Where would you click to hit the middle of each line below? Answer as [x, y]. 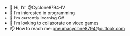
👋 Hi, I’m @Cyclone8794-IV [37, 8]
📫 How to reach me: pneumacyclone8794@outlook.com [67, 28]
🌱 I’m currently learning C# [37, 18]
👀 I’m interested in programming [42, 13]
